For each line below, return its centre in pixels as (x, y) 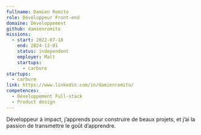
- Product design (34, 102)
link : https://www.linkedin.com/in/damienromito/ (70, 85)
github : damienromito (34, 29)
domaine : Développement (36, 23)
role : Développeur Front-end (43, 18)
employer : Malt (36, 57)
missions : (19, 35)
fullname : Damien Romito (38, 12)
